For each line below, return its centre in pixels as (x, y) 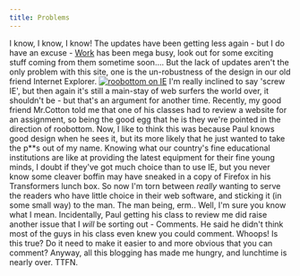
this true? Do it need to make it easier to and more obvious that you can (141, 243)
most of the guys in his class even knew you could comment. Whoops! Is (144, 233)
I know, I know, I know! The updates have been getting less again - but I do (147, 43)
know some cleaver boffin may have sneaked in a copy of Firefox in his (140, 177)
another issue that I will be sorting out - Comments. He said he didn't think (146, 224)
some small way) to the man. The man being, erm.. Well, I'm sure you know (148, 205)
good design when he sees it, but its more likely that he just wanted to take (147, 138)
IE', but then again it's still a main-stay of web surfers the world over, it (139, 91)
